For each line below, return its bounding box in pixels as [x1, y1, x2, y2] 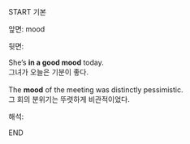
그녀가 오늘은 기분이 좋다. [8, 67, 89, 77]
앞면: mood [8, 24, 45, 34]
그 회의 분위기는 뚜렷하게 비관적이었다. [8, 95, 130, 104]
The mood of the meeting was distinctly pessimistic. [8, 85, 184, 95]
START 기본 [8, 7, 47, 16]
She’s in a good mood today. [8, 57, 104, 67]
